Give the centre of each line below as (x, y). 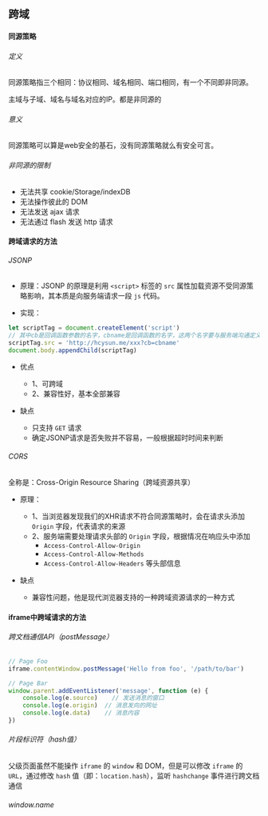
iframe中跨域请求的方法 (47, 617)
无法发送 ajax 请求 (49, 211)
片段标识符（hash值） (45, 739)
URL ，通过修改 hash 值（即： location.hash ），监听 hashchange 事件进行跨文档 (134, 776)
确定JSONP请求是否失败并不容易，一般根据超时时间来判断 (127, 438)
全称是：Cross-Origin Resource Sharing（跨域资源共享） (102, 482)
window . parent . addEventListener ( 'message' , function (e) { (108, 690)
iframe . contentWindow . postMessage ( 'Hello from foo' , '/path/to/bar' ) (126, 669)
